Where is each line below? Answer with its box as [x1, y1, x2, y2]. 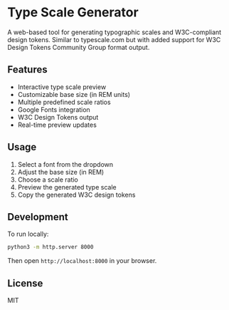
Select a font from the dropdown [17, 160, 114, 168]
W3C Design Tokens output [17, 113, 99, 121]
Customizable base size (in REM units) [17, 90, 130, 98]
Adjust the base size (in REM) [17, 167, 105, 176]
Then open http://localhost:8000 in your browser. [7, 257, 157, 265]
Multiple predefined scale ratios [17, 98, 112, 106]
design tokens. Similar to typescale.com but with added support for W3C [7, 35, 221, 43]
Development [7, 211, 69, 223]
